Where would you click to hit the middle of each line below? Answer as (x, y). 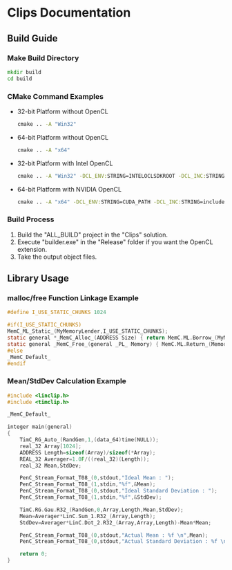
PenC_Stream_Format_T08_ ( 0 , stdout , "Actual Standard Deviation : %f (118, 542)
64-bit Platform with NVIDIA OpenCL (69, 189)
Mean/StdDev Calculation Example (67, 381)
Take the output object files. (57, 257)
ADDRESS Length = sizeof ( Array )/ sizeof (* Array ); (88, 452)
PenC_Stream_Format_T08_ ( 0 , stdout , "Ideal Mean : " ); (97, 478)
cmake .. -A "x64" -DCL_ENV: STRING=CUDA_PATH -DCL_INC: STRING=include (121, 202)
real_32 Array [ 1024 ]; (50, 446)
